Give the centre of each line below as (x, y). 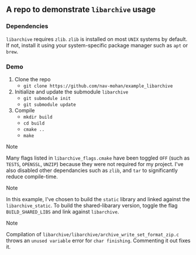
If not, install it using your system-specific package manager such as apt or (97, 45)
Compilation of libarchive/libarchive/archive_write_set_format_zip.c (93, 234)
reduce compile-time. (32, 176)
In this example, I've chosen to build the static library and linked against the (98, 199)
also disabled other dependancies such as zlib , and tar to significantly (92, 170)
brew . (12, 51)
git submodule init (47, 98)
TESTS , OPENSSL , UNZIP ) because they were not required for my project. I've (95, 164)
